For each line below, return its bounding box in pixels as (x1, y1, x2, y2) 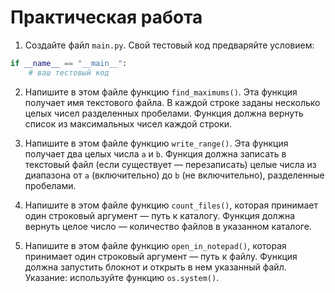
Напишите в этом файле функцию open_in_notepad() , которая (24, 239, 287, 251)
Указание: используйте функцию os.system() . (24, 271, 220, 283)
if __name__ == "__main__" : (10, 58, 128, 68)
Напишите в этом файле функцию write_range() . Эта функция (24, 137, 289, 149)
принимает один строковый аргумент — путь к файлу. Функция (24, 250, 298, 262)
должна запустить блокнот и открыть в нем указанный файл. (24, 261, 287, 273)
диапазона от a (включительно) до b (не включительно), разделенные (24, 169, 325, 181)
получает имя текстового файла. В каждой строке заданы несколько (24, 96, 321, 108)
